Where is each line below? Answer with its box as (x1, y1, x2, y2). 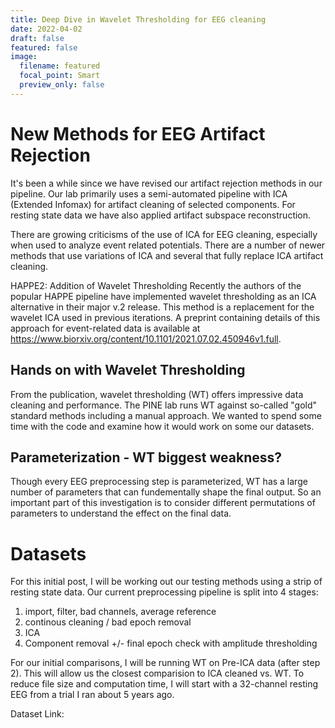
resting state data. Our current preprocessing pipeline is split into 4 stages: (10, 586, 319, 598)
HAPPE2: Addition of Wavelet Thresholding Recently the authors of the (10, 279, 302, 291)
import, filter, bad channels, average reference (24, 606, 217, 618)
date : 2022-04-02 (10, 24, 83, 34)
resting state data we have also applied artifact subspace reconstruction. (10, 209, 312, 221)
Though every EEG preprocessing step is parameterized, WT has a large (10, 476, 308, 488)
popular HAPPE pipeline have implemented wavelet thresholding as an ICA (10, 290, 317, 302)
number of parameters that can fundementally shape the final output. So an (10, 486, 322, 498)
